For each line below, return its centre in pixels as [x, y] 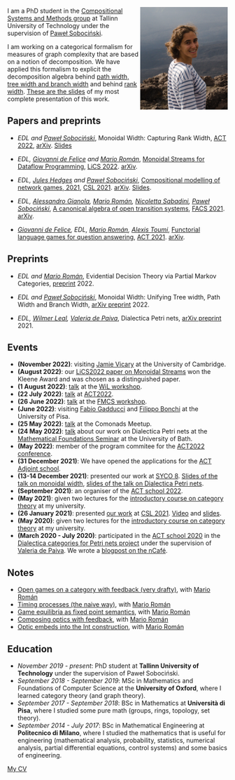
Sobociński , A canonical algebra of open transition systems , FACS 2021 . [121, 208]
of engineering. [40, 755]
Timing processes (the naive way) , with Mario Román [94, 605]
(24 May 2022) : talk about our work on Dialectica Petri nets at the [112, 431]
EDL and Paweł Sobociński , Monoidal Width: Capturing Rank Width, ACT [122, 137]
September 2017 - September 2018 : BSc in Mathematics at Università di [121, 703]
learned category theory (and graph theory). [81, 696]
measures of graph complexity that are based [73, 54]
